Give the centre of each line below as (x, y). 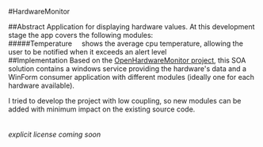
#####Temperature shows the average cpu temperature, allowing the (126, 43)
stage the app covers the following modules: (81, 35)
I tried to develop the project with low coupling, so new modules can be (125, 101)
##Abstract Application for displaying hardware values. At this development (131, 26)
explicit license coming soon (55, 134)
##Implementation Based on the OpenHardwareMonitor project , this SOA (127, 60)
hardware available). (42, 85)
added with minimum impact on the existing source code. (102, 109)
